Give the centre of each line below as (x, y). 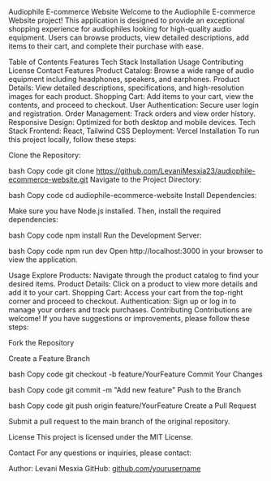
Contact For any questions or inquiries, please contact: (100, 453)
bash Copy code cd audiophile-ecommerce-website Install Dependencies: (133, 195)
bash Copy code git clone (52, 171)
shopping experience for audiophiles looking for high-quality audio (120, 29)
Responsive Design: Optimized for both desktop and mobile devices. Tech (132, 122)
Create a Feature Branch (49, 359)
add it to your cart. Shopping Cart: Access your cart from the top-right (126, 292)
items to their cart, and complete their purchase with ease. (106, 46)
